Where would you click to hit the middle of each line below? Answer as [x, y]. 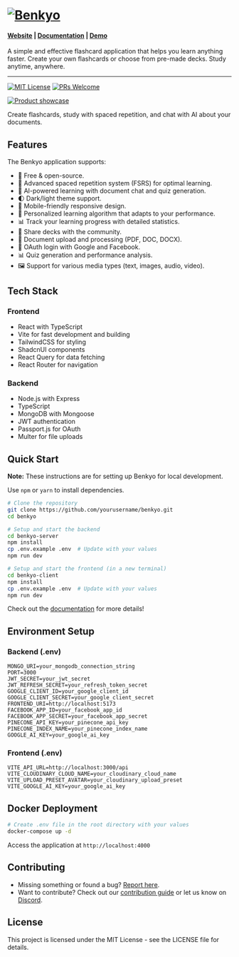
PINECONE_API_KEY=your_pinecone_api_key [68, 723]
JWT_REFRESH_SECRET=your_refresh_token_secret [78, 685]
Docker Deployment [53, 808]
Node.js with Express [49, 399]
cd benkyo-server [33, 536]
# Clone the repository [43, 503]
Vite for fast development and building [74, 334]
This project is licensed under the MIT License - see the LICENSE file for [113, 939]
